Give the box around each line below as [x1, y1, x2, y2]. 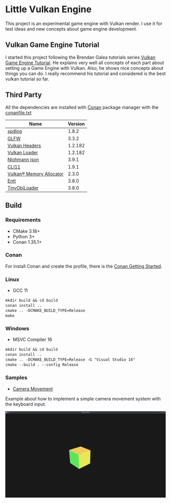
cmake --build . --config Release [5, 362, 79, 367]
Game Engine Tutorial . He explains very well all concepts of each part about [5, 60, 164, 66]
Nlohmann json [7, 156, 39, 163]
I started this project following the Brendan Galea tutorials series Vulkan [5, 54, 156, 60]
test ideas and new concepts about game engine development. [5, 25, 137, 32]
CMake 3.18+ [12, 228, 40, 234]
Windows [5, 325, 30, 332]
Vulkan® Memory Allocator [7, 171, 64, 177]
